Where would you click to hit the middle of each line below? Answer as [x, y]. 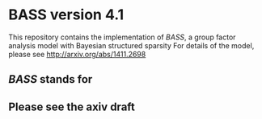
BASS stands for [51, 79]
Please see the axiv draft [72, 107]
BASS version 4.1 [66, 15]
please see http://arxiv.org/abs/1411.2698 [77, 54]
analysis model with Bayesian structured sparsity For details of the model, [131, 45]
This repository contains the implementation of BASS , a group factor [122, 37]
